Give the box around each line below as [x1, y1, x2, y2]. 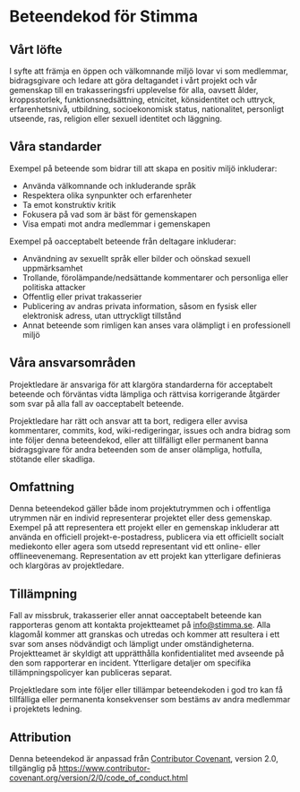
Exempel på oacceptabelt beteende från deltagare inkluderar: [9, 236, 236, 246]
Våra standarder [9, 139, 102, 154]
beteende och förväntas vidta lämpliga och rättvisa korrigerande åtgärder [9, 388, 280, 400]
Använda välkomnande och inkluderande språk [21, 180, 197, 191]
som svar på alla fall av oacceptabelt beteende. [9, 398, 184, 409]
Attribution [9, 729, 72, 745]
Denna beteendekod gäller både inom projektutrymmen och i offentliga [9, 504, 271, 514]
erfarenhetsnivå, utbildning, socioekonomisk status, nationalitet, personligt [9, 104, 285, 114]
